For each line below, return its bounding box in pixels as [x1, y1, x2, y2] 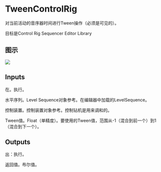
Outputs [5, 138, 31, 146]
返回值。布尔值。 [5, 162, 40, 168]
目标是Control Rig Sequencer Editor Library [5, 30, 92, 36]
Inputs [5, 73, 25, 81]
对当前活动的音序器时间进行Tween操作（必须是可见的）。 [5, 20, 119, 26]
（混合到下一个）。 [5, 123, 41, 129]
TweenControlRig [5, 3, 77, 15]
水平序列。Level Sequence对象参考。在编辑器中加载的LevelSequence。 [5, 97, 150, 103]
